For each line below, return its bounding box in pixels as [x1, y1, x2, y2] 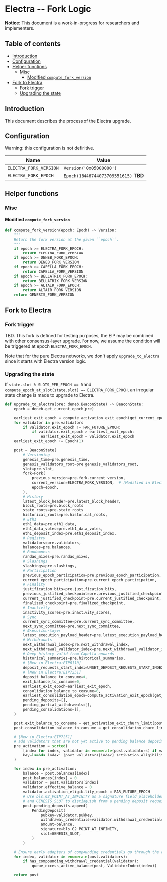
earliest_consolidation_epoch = [23, 693, 88, 698]
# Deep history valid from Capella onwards [23, 651, 114, 656]
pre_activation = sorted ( [14, 744, 68, 749]
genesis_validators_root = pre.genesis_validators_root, [23, 462, 139, 467]
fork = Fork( [23, 471, 46, 476]
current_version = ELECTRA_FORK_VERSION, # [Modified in [31, 480, 150, 485]
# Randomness [23, 549, 50, 555]
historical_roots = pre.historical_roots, [23, 512, 108, 517]
